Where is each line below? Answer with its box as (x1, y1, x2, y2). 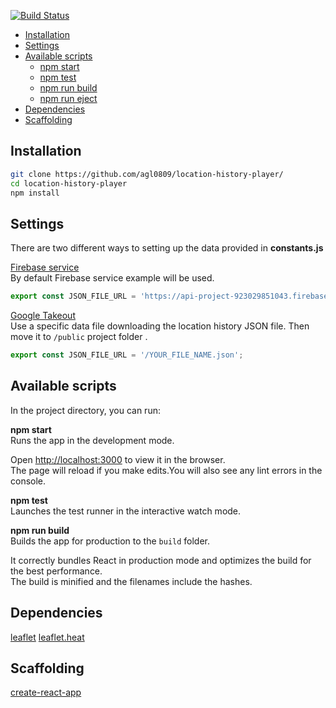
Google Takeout (10, 310, 76, 322)
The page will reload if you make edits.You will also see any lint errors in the (10, 464, 323, 476)
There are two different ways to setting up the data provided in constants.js (10, 242, 324, 254)
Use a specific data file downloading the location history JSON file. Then (10, 320, 310, 332)
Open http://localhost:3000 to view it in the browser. (10, 453, 226, 465)
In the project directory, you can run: (10, 404, 161, 416)
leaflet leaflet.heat (10, 631, 85, 643)
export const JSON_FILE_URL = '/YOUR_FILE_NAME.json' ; (10, 350, 244, 360)
